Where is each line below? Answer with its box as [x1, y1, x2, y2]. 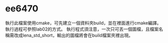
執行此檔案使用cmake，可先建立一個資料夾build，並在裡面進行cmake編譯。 [5, 20, 161, 26]
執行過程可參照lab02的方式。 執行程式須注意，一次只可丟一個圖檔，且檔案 [5, 26, 159, 32]
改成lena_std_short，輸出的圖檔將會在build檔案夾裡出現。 [14, 32, 133, 38]
